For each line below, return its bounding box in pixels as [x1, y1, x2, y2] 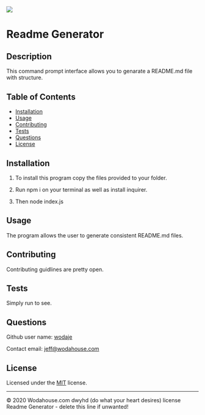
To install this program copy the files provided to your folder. [15, 175, 167, 182]
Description [6, 51, 52, 62]
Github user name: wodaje [6, 333, 73, 341]
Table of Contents [6, 92, 76, 102]
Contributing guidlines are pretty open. [6, 265, 104, 273]
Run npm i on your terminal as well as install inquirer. [15, 186, 148, 193]
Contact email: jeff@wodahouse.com [6, 345, 99, 353]
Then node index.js [15, 198, 64, 205]
